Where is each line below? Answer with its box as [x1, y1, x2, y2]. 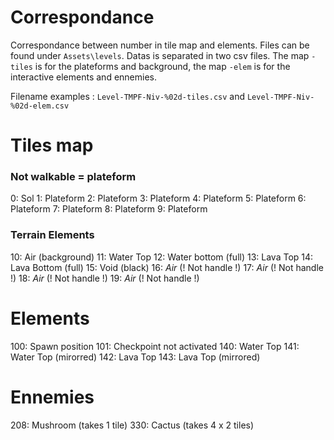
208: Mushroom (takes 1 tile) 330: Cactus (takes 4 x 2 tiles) [10, 419, 255, 431]
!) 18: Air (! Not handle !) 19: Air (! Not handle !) [10, 272, 200, 284]
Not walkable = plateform [10, 170, 137, 184]
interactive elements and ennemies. [10, 71, 157, 83]
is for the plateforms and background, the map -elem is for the [34, 60, 291, 72]
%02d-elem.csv [10, 101, 70, 111]
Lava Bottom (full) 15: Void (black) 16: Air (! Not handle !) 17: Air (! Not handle [10, 261, 324, 273]
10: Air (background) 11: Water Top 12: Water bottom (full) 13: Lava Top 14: [10, 251, 314, 263]
